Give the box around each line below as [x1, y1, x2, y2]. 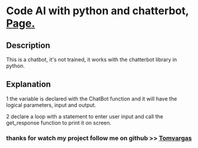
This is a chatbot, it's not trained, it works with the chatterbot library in [6, 56, 177, 63]
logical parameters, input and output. [6, 101, 96, 108]
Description [6, 40, 50, 50]
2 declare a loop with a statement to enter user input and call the [6, 112, 164, 120]
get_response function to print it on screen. [6, 119, 112, 126]
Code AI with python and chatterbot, [6, 4, 189, 18]
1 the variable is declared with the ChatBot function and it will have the [6, 95, 177, 102]
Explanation [6, 79, 51, 89]
